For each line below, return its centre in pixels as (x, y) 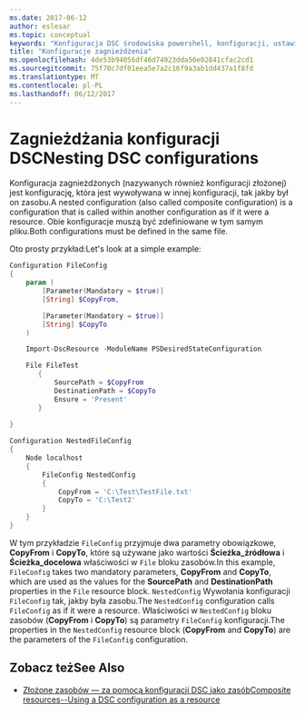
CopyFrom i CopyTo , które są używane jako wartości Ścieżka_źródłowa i (147, 552)
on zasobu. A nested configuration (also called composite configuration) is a (151, 203)
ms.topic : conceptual (50, 35)
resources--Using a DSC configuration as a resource (121, 699)
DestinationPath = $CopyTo (105, 391)
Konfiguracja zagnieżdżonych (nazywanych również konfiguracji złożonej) (148, 183)
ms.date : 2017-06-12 (49, 18)
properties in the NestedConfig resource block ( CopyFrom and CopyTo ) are (150, 630)
